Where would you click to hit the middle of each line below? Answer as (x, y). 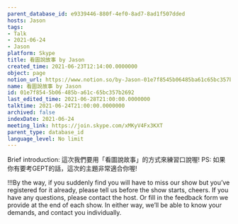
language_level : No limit (45, 138)
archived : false (31, 112)
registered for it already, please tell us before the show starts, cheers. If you (118, 190)
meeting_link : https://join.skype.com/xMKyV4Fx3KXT (85, 125)
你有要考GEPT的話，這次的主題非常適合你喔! (72, 169)
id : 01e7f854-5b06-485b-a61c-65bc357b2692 (71, 93)
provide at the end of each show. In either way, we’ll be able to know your (114, 205)
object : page (27, 73)
